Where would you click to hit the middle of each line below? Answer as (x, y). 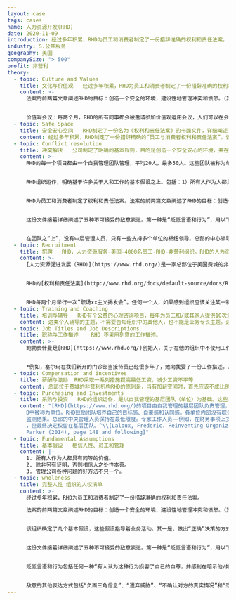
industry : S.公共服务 (37, 46)
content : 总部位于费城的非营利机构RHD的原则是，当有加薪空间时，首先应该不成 (120, 386)
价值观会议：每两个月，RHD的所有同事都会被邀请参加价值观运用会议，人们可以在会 (127, 118)
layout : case (26, 14)
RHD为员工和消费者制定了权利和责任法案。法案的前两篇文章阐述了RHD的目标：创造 (127, 201)
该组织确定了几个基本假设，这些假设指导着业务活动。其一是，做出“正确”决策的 (123, 529)
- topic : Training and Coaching (61, 309)
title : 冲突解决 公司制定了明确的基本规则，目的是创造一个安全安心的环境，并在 (125, 150)
